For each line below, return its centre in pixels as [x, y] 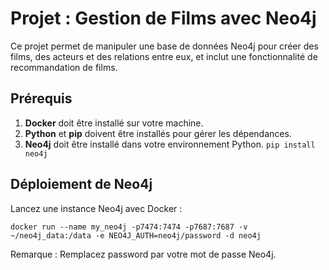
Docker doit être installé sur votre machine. [114, 123]
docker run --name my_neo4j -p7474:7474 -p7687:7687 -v [129, 227]
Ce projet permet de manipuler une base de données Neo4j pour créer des [164, 46]
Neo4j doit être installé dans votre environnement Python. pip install [170, 144]
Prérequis [41, 98]
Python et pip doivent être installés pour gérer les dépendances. [158, 133]
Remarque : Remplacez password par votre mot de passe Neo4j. [143, 254]
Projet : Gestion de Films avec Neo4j [163, 18]
